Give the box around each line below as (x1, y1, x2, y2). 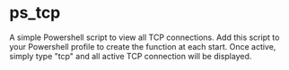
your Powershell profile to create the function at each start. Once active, (9, 41, 276, 51)
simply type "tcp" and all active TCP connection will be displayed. (9, 51, 252, 61)
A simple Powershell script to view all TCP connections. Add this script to (9, 32, 280, 43)
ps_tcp (9, 3, 61, 23)
